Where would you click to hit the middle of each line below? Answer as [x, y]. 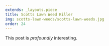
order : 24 [16, 24]
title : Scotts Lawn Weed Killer [39, 14]
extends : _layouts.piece [31, 10]
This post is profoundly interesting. [41, 38]
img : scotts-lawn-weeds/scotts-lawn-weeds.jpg [55, 19]
